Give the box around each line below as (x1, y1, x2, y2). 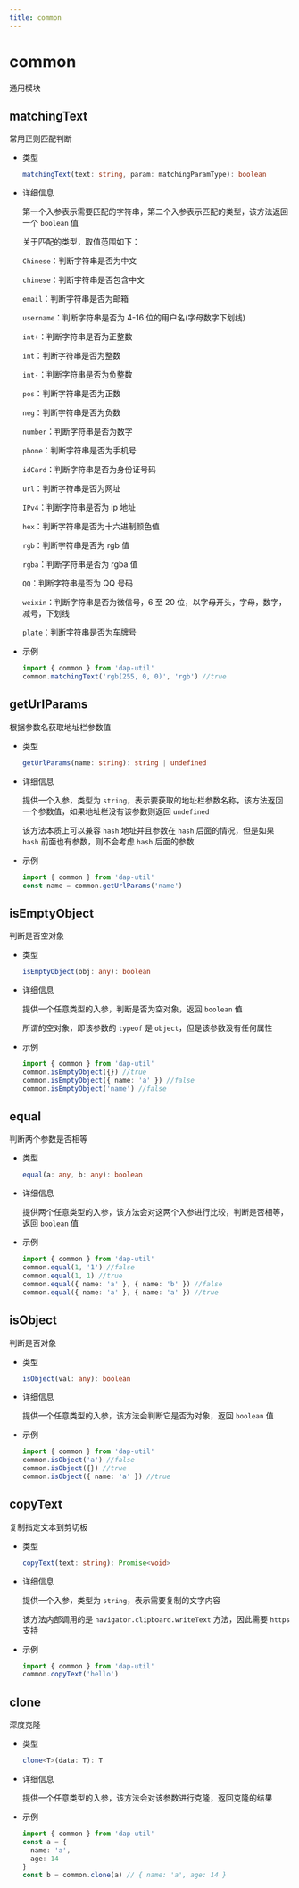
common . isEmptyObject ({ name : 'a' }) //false (21, 1076, 195, 1085)
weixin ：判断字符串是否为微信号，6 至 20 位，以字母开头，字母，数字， (21, 597, 287, 608)
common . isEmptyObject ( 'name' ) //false (21, 1084, 167, 1094)
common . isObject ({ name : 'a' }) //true (21, 1472, 171, 1481)
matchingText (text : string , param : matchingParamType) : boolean (21, 171, 267, 179)
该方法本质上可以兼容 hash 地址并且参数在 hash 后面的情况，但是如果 (21, 825, 275, 836)
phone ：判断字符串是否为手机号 (21, 445, 137, 456)
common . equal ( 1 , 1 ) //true (21, 1271, 123, 1281)
